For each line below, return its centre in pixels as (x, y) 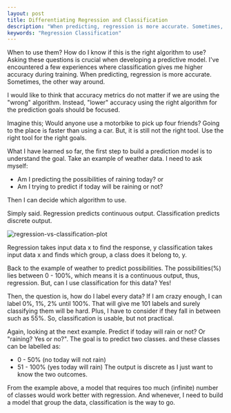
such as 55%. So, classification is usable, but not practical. (91, 318)
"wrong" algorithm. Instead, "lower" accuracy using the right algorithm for (112, 103)
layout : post (26, 13)
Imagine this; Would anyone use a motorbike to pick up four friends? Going (113, 123)
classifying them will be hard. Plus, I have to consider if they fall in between (114, 311)
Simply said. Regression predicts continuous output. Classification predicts (113, 213)
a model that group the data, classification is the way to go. (91, 403)
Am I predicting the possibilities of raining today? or (90, 180)
